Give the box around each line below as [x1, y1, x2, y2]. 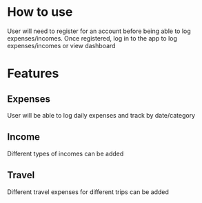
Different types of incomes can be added [7, 149, 124, 158]
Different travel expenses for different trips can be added [7, 187, 169, 196]
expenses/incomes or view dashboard [7, 41, 116, 50]
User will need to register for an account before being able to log [7, 27, 191, 35]
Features [7, 66, 59, 81]
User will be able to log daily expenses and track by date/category [7, 111, 195, 119]
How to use [7, 4, 73, 20]
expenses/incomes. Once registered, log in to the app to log [7, 34, 178, 42]
